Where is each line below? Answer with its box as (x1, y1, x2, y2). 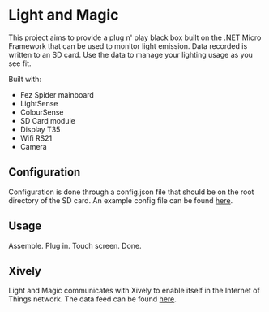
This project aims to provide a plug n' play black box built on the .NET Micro (8, 32, 262, 42)
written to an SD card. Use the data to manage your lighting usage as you (8, 50, 254, 59)
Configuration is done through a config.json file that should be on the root (8, 187, 254, 197)
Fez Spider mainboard (19, 89, 95, 99)
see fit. (8, 58, 32, 68)
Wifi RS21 (19, 132, 53, 143)
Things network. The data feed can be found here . (8, 294, 177, 304)
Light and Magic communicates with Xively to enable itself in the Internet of (8, 286, 261, 296)
